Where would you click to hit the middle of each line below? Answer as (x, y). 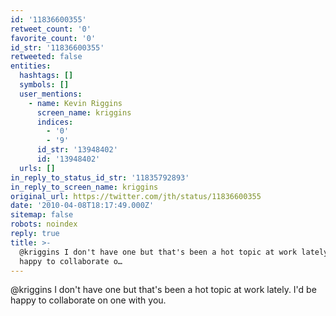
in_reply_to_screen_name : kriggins (84, 187)
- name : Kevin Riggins (75, 103)
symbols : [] (44, 85)
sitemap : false (42, 215)
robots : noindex (44, 224)
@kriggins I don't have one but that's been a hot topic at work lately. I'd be (163, 290)
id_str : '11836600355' (57, 47)
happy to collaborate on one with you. (88, 300)
